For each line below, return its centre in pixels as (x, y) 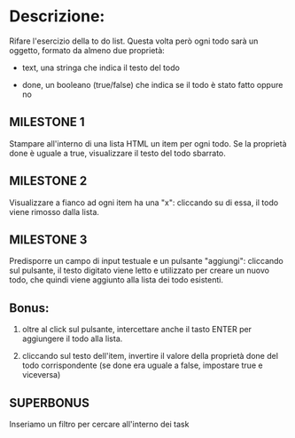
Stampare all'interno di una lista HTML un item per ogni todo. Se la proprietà (148, 143)
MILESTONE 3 (48, 239)
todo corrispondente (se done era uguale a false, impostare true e (142, 365)
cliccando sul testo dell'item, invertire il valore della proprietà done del (150, 356)
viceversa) (41, 375)
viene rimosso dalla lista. (54, 211)
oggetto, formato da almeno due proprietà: (87, 50)
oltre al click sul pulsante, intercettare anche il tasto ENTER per (137, 330)
